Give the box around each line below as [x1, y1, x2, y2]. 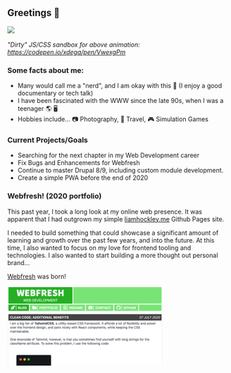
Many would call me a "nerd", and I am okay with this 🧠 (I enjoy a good [17, 82, 223, 90]
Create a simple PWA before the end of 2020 [17, 173, 149, 182]
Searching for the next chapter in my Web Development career [17, 151, 200, 159]
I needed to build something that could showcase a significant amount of [7, 228, 219, 237]
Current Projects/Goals [7, 135, 88, 145]
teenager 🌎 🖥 [17, 104, 58, 113]
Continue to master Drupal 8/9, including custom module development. [17, 166, 224, 175]
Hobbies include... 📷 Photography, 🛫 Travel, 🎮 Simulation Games [17, 115, 209, 123]
